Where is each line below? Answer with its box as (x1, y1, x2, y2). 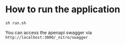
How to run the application (5, 4, 120, 15)
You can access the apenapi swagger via (5, 29, 92, 35)
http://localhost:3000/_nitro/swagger (5, 35, 88, 40)
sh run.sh (5, 20, 27, 26)
